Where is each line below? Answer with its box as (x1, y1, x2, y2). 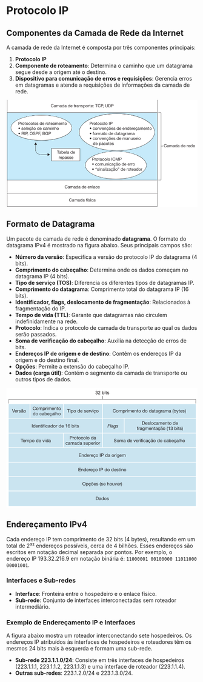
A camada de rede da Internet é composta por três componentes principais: (6, 44, 196, 51)
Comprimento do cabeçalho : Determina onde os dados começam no (15, 266, 189, 273)
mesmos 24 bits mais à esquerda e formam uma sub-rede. (6, 645, 153, 652)
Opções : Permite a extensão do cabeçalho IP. (15, 363, 130, 370)
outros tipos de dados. (15, 375, 72, 383)
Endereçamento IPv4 (6, 520, 88, 530)
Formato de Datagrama (6, 219, 95, 229)
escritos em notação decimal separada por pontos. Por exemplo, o (6, 548, 173, 555)
